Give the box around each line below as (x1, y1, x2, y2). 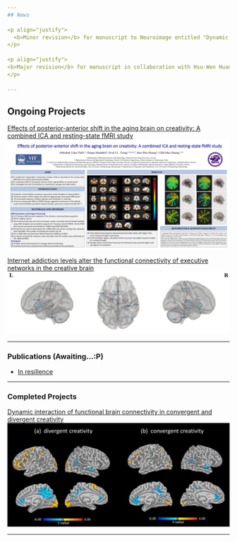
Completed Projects (7, 392, 78, 402)
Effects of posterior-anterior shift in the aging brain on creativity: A (7, 124, 201, 133)
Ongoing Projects (7, 105, 86, 117)
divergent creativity (7, 415, 64, 423)
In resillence (17, 367, 54, 375)
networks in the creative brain (7, 264, 95, 272)
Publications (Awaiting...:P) (7, 351, 104, 361)
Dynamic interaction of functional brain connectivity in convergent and (7, 408, 213, 416)
